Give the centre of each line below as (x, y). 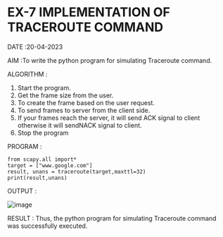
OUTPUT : (22, 190)
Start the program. (44, 87)
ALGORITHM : (27, 74)
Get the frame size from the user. (65, 95)
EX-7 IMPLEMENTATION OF (89, 12)
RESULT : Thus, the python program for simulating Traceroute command (112, 218)
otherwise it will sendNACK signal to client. (79, 125)
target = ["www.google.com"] (50, 165)
